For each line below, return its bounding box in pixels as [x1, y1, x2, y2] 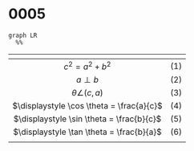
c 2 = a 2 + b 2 [63, 59, 111, 72]
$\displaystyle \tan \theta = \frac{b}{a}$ [13, 126, 162, 137]
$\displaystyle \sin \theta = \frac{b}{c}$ [13, 113, 162, 124]
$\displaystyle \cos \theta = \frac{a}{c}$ [12, 100, 163, 112]
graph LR [8, 31, 38, 39]
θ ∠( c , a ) [71, 88, 104, 99]
